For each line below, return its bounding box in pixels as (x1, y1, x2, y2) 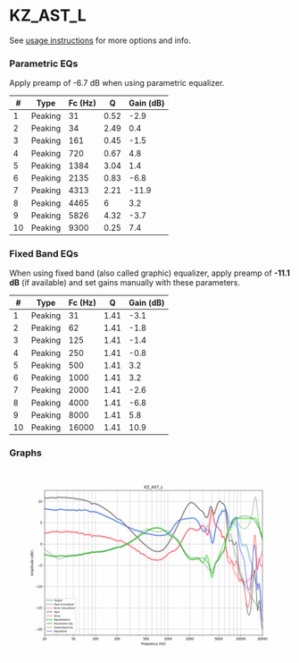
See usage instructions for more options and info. (9, 35, 192, 46)
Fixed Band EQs (9, 247, 79, 259)
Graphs (9, 446, 42, 459)
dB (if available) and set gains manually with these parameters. (9, 277, 241, 288)
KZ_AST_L (9, 5, 87, 26)
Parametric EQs (9, 57, 79, 70)
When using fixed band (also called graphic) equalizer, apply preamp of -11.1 (9, 268, 290, 278)
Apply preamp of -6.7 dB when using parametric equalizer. (9, 78, 225, 89)
